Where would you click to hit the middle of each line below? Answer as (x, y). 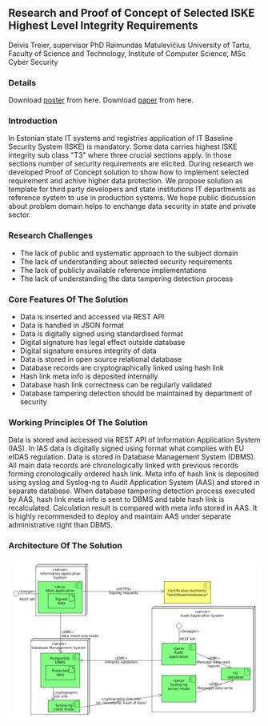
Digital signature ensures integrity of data (88, 351)
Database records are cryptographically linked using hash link (122, 368)
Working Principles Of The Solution (78, 422)
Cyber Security (33, 62)
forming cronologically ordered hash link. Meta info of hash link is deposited (134, 474)
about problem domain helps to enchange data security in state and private (132, 207)
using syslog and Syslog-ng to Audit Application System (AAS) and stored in (134, 483)
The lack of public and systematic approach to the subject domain (129, 253)
